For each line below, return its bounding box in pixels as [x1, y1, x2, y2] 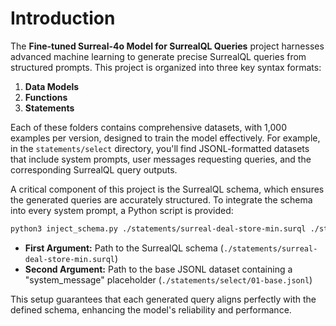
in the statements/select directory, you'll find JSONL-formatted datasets [10, 142, 310, 154]
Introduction [10, 7, 116, 30]
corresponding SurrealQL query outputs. [10, 163, 178, 176]
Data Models [24, 80, 80, 92]
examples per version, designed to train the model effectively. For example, [10, 132, 321, 144]
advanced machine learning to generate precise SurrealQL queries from [10, 50, 307, 62]
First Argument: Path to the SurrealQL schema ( [24, 242, 224, 254]
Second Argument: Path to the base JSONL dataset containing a [24, 263, 293, 275]
